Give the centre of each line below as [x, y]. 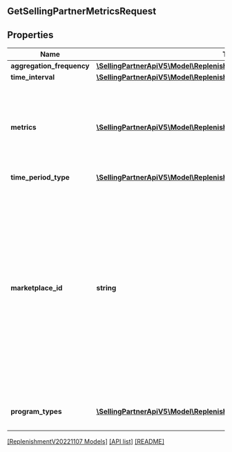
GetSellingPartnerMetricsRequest [82, 11]
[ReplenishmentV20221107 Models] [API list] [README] [86, 442]
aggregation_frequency [50, 66]
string [106, 288]
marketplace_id [37, 288]
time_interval [33, 77]
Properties [30, 35]
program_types [36, 412]
